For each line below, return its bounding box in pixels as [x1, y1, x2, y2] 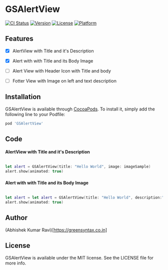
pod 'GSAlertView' [5, 121, 43, 126]
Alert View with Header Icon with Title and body [12, 67, 111, 73]
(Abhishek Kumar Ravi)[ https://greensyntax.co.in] [5, 226, 107, 233]
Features [5, 34, 33, 43]
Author [5, 213, 27, 222]
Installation [5, 92, 41, 101]
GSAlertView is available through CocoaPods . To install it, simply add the [5, 106, 155, 112]
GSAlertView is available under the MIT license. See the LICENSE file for [5, 254, 154, 260]
